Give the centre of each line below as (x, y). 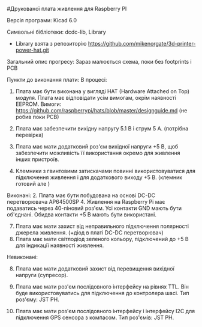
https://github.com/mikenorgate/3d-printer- (142, 44)
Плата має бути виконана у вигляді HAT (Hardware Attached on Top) (102, 91)
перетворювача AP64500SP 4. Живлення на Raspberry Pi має (86, 202)
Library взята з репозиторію (51, 44)
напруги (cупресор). (42, 275)
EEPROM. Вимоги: (38, 104)
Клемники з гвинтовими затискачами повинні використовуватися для (105, 171)
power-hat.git (32, 50)
